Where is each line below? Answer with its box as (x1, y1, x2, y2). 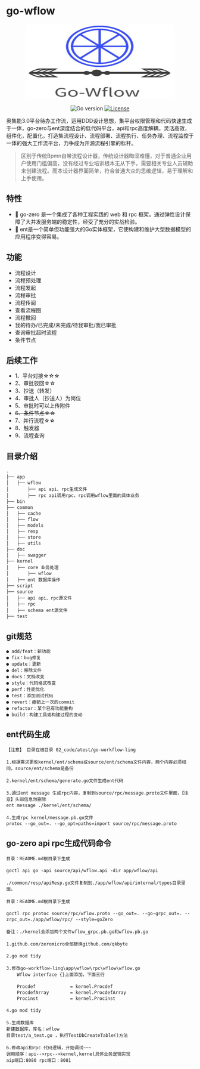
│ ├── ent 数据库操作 (6, 577, 61, 583)
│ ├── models (6, 523, 44, 529)
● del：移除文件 (6, 668, 42, 673)
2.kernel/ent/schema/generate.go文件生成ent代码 (6, 777, 124, 784)
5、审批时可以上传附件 (14, 402, 71, 409)
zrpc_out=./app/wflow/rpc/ (6, 916, 73, 922)
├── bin (6, 499, 26, 505)
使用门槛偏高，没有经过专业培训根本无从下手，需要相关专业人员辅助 (26, 159, 193, 166)
